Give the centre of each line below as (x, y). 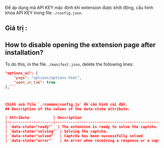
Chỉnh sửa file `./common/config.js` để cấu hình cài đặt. (66, 104)
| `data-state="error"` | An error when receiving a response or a (77, 140)
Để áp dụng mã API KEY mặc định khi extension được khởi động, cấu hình (79, 8)
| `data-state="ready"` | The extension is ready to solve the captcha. (82, 127)
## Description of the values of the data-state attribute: (68, 109)
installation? (24, 52)
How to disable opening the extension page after (81, 45)
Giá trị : (16, 28)
